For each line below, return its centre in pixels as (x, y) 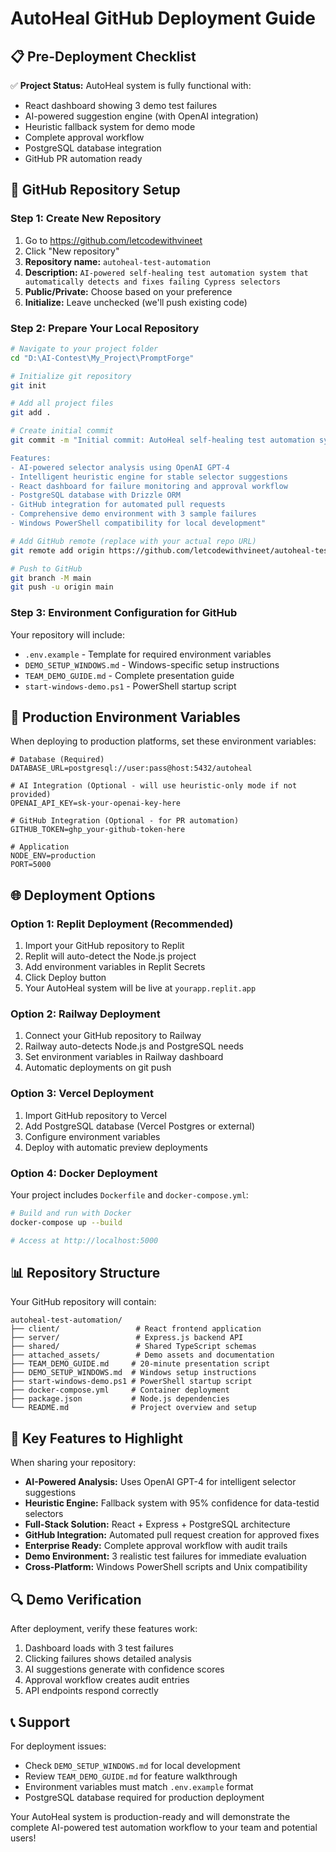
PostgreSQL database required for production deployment (144, 1797)
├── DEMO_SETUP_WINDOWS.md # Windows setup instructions (133, 1373)
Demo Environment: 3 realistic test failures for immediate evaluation (165, 1556)
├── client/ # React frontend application (136, 1329)
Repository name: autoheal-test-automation (117, 261)
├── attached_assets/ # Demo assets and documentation (142, 1355)
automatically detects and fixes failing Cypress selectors (152, 282)
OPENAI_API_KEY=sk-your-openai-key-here (96, 803)
